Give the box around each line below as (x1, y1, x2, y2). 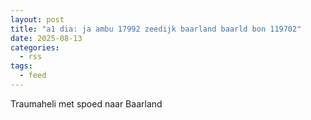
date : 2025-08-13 (10, 33, 83, 43)
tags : (10, 61, 33, 71)
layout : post (10, 14, 65, 25)
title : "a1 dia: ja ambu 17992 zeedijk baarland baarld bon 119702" (10, 24, 302, 34)
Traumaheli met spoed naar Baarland (10, 97, 163, 110)
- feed (19, 71, 47, 81)
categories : (10, 42, 60, 53)
